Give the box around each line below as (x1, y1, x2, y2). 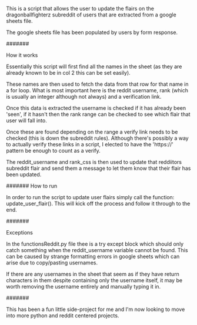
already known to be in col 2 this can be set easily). (6, 69, 131, 76)
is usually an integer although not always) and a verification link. (6, 93, 162, 100)
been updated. (6, 171, 42, 178)
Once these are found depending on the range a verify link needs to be (6, 129, 178, 135)
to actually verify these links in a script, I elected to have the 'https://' (6, 141, 173, 148)
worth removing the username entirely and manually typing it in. (6, 283, 161, 290)
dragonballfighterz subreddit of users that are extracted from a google (6, 11, 176, 18)
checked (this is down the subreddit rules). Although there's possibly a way (6, 135, 189, 142)
